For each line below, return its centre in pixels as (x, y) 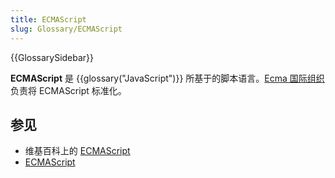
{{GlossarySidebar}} (52, 57)
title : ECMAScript (48, 19)
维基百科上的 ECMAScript (77, 151)
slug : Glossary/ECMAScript (66, 29)
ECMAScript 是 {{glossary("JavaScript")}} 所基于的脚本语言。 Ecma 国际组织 (167, 78)
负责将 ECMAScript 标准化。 (68, 90)
